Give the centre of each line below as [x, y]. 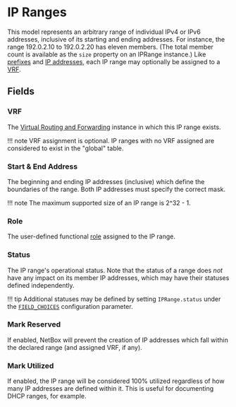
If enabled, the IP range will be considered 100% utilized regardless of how [116, 381]
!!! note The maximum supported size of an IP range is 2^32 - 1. [99, 202]
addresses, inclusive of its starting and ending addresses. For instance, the [116, 39]
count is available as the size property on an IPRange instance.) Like [107, 54]
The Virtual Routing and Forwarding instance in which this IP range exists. [114, 127]
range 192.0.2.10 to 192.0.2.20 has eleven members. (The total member [110, 47]
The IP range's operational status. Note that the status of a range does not [115, 270]
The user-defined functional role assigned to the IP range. [92, 236]
